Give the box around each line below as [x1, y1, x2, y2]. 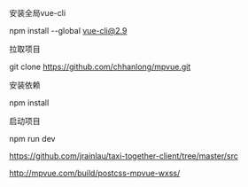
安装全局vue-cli [9, 8, 66, 18]
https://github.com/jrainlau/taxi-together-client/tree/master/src [9, 151, 239, 161]
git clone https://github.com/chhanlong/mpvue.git [9, 61, 191, 72]
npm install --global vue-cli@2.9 [9, 26, 128, 35]
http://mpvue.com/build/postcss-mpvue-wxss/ [9, 168, 181, 178]
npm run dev [9, 134, 56, 144]
